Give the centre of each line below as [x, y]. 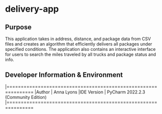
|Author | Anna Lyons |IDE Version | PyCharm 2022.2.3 [90, 92]
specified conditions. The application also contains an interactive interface [81, 49]
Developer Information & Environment [64, 75]
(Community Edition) [26, 97]
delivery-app [32, 9]
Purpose [18, 27]
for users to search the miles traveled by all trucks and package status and [81, 54]
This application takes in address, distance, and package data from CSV [78, 39]
